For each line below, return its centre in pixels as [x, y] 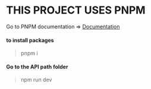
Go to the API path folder [37, 67]
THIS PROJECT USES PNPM [76, 10]
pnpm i [29, 53]
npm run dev [36, 80]
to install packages [30, 40]
